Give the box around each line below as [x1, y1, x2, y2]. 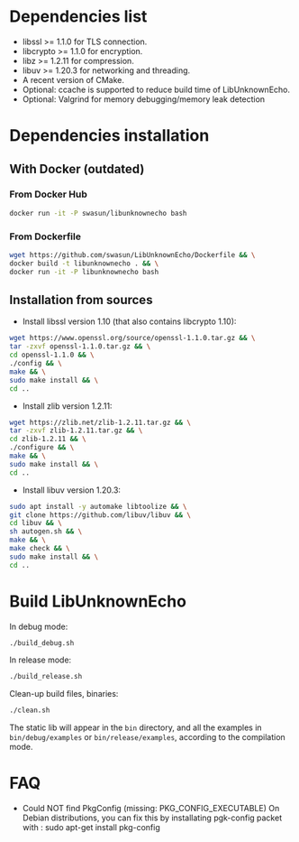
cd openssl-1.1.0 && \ [9, 350, 95, 360]
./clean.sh [9, 706, 50, 715]
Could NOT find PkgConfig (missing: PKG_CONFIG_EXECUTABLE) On [22, 803, 280, 814]
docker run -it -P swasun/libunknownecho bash [9, 208, 187, 217]
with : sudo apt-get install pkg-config [22, 822, 160, 833]
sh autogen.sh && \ [9, 527, 83, 536]
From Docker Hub [9, 188, 87, 200]
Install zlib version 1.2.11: [22, 400, 113, 412]
